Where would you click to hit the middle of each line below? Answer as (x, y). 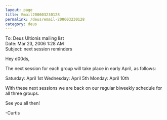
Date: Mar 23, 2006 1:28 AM (35, 44)
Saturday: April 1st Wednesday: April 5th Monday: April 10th (67, 78)
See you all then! (23, 103)
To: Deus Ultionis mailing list (35, 38)
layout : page (19, 10)
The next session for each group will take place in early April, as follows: (81, 69)
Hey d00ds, (17, 59)
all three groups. (22, 93)
